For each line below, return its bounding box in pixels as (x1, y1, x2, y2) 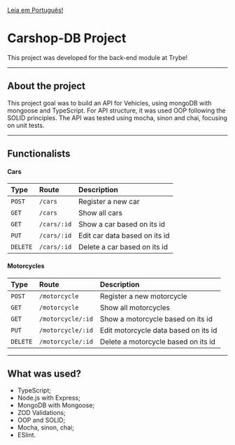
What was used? (7, 367, 82, 379)
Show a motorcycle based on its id (99, 314, 213, 323)
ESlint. (17, 431, 36, 439)
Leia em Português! (7, 6, 64, 14)
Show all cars (78, 208, 122, 218)
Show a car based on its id (78, 219, 166, 229)
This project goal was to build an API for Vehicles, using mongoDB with (7, 99, 212, 107)
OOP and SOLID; (17, 416, 66, 425)
